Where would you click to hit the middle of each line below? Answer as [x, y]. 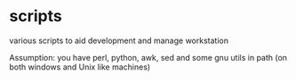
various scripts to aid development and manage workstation [119, 40]
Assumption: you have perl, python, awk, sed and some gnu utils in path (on [148, 57]
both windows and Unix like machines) [80, 67]
